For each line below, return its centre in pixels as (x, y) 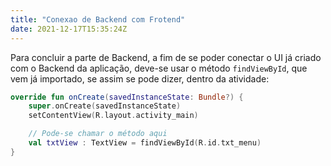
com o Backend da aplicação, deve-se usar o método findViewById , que (159, 68)
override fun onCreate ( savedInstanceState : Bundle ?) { (127, 97)
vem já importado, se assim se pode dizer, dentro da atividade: (140, 78)
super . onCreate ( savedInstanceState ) (105, 106)
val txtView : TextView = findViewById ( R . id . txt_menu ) (145, 143)
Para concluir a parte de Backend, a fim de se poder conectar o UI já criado (166, 57)
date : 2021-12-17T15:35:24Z (69, 29)
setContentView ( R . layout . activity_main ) (113, 116)
